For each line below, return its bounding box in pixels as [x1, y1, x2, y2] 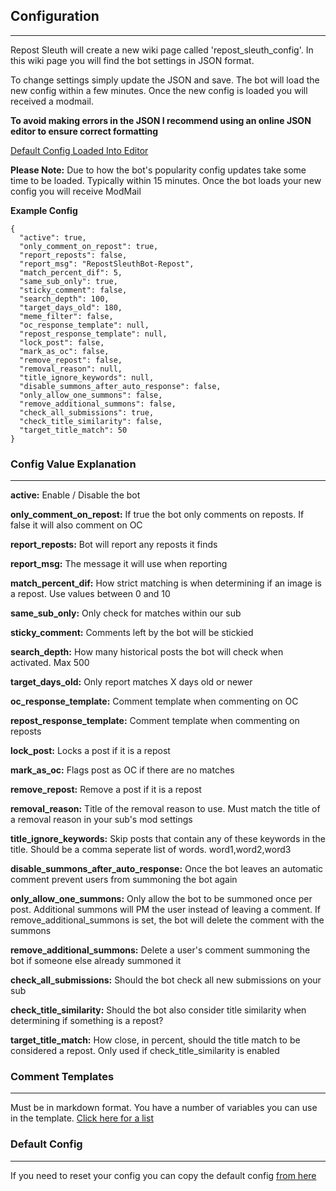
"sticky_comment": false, [19, 285, 128, 295]
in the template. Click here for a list [10, 1112, 154, 1124]
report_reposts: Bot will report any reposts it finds [10, 539, 218, 551]
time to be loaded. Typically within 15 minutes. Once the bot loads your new [10, 174, 322, 186]
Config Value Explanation [10, 457, 137, 471]
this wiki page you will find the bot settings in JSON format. [10, 54, 255, 66]
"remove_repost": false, [19, 355, 123, 365]
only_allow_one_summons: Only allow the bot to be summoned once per [10, 893, 313, 905]
